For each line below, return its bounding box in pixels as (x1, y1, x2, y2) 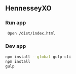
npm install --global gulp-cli (5, 54, 71, 59)
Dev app (5, 43, 26, 50)
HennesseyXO (5, 4, 52, 13)
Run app (5, 19, 26, 26)
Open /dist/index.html (7, 30, 56, 36)
